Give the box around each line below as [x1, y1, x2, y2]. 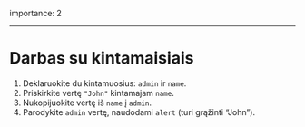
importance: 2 [9, 8, 62, 18]
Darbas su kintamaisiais [9, 48, 194, 69]
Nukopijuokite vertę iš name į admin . [22, 97, 152, 108]
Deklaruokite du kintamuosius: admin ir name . [22, 77, 187, 89]
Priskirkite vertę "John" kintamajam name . [22, 87, 174, 98]
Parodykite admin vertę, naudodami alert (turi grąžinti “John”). [22, 106, 256, 117]
